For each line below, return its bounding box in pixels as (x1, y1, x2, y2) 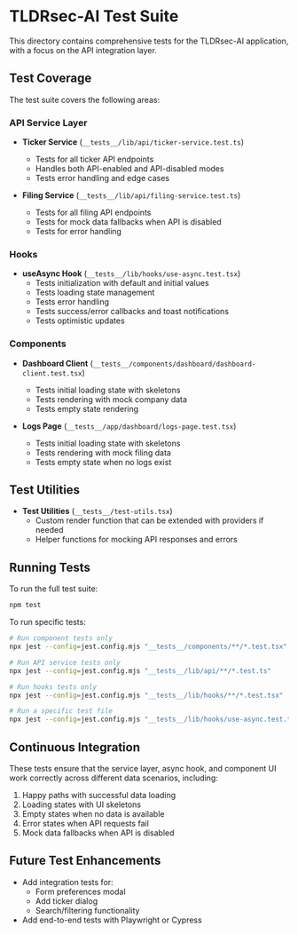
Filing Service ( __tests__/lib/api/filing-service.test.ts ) (21, 190, 241, 201)
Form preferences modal (35, 886, 126, 897)
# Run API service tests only (9, 658, 122, 667)
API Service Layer (9, 116, 88, 129)
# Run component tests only (9, 634, 114, 643)
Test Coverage (9, 71, 92, 86)
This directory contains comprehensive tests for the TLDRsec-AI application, (9, 36, 289, 46)
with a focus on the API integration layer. (9, 44, 157, 55)
